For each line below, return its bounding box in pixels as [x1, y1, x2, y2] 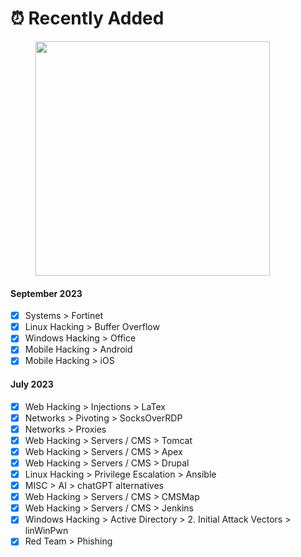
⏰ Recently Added [10, 7, 165, 30]
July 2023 [10, 378, 54, 391]
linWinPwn [24, 525, 69, 537]
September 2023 [10, 287, 83, 299]
